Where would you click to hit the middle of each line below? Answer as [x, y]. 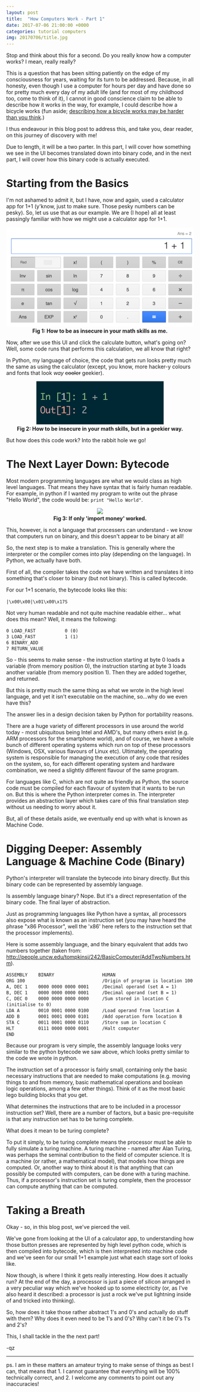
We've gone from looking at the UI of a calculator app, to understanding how [100, 1238]
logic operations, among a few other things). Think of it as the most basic [96, 1088]
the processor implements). [40, 933]
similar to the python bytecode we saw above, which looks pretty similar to [98, 1052]
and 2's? [17, 1325]
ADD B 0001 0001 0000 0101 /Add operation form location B [94, 1016]
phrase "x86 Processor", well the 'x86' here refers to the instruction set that [99, 926]
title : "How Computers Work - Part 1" [56, 19]
